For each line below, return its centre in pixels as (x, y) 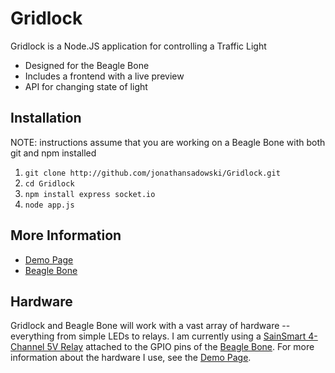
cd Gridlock (49, 183)
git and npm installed (53, 153)
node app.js (49, 205)
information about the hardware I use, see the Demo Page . (131, 358)
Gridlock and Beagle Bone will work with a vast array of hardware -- (150, 326)
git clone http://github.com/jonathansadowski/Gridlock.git (152, 173)
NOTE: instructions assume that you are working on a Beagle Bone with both (168, 142)
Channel (27, 347)
